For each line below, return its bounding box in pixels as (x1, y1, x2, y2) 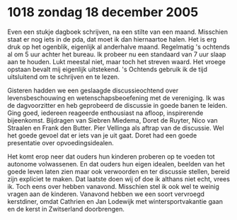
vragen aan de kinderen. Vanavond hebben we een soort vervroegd (7, 190, 205, 198)
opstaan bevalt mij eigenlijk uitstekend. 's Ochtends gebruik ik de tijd (7, 65, 207, 73)
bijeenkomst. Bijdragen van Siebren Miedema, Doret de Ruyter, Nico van (7, 116, 218, 124)
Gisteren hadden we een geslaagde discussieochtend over (7, 86, 179, 94)
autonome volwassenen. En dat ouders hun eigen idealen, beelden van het (7, 159, 225, 168)
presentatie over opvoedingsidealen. (7, 138, 115, 147)
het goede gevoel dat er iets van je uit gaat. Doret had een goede (7, 131, 197, 140)
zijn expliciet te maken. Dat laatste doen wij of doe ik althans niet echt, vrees (7, 174, 230, 183)
